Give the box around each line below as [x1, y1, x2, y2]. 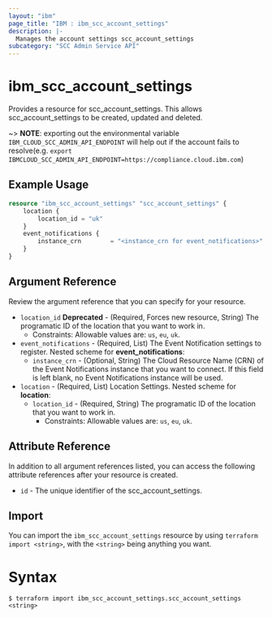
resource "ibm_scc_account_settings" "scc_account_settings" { [8, 199, 227, 207]
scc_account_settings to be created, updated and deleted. [8, 113, 203, 123]
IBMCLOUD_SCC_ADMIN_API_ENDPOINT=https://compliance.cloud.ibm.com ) [8, 154, 244, 164]
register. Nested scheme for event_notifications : [19, 346, 185, 356]
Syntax [8, 568, 58, 586]
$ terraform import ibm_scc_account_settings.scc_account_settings [8, 594, 242, 603]
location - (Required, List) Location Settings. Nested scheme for [19, 381, 237, 391]
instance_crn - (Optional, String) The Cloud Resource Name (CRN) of [32, 355, 264, 365]
